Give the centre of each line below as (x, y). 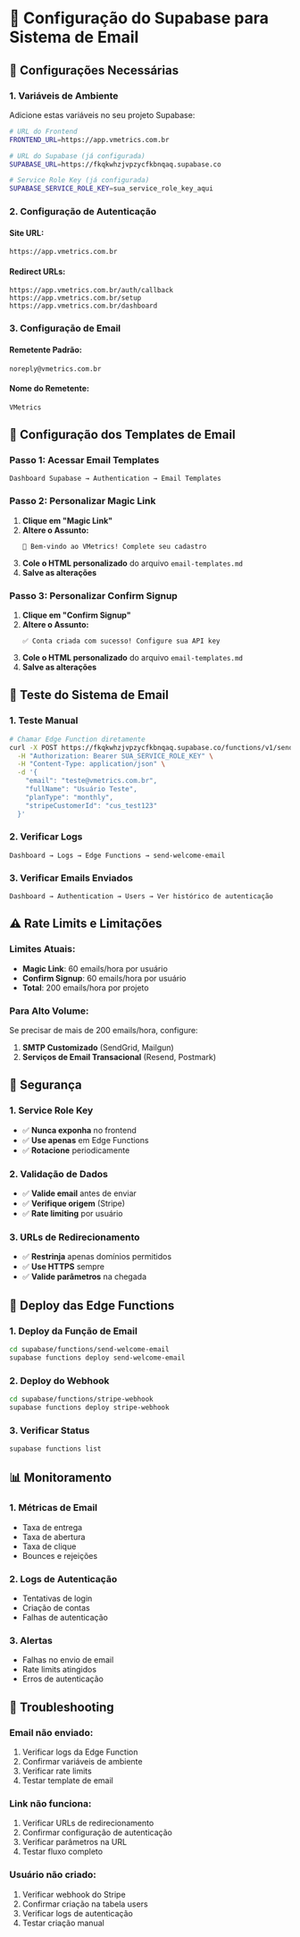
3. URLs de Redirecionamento (75, 1237)
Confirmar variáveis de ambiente (82, 1761)
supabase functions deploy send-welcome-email (97, 1358)
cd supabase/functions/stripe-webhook (81, 1399)
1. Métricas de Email (54, 1508)
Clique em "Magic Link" (67, 520)
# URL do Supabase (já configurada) (77, 156)
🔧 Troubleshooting (62, 1707)
